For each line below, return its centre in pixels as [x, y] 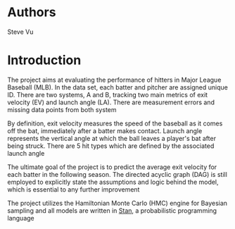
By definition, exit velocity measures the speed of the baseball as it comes [115, 123]
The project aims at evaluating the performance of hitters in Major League [114, 80]
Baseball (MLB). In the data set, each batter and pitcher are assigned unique [118, 87]
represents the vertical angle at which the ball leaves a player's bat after [112, 138]
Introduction [44, 60]
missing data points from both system [62, 109]
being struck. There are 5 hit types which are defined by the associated [111, 146]
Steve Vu [20, 32]
